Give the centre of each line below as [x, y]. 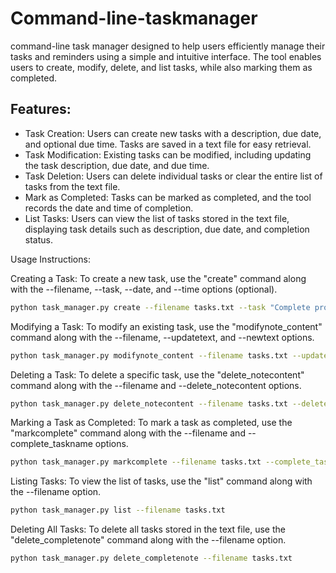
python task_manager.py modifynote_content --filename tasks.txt [149, 355]
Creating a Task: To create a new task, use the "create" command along [158, 278]
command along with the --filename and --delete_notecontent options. [156, 385]
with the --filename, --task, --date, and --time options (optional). [144, 289]
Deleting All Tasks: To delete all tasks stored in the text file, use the [148, 529]
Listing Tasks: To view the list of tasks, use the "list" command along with [161, 481]
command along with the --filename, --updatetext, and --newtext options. [162, 337]
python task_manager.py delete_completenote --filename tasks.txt [151, 558]
